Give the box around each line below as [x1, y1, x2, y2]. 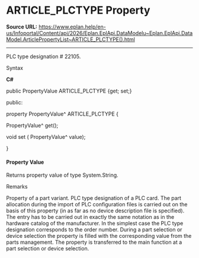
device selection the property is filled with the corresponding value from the [6, 232, 192, 240]
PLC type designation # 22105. [6, 53, 81, 60]
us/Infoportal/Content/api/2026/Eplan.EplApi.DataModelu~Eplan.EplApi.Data [6, 29, 193, 36]
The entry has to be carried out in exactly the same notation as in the [6, 214, 175, 221]
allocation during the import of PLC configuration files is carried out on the [6, 201, 188, 208]
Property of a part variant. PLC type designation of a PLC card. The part [6, 195, 182, 202]
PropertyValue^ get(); [6, 122, 59, 129]
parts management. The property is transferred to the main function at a [6, 238, 182, 246]
